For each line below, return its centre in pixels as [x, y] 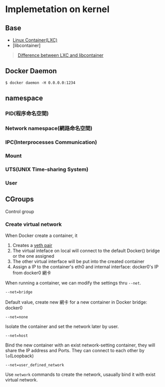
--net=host [17, 335]
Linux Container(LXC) [35, 40]
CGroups [20, 199]
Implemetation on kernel [58, 9]
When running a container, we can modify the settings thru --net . [73, 283]
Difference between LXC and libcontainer [61, 55]
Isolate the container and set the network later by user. [62, 326]
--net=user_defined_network [35, 365]
